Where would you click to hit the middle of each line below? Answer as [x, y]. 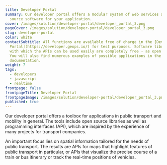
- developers [23, 74]
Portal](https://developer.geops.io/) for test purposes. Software [81, 47]
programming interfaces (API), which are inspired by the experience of [78, 126]
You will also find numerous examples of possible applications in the [85, 56]
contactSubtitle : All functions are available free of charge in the [79, 42]
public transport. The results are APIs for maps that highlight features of [79, 147]
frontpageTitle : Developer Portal [41, 93]
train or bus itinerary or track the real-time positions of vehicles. [71, 157]
